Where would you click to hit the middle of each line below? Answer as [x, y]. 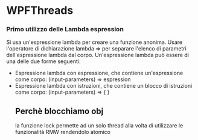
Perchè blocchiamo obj [59, 111]
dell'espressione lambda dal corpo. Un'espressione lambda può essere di [97, 55]
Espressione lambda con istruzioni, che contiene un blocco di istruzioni [104, 86]
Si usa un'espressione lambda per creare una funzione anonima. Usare [94, 42]
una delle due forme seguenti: [43, 61]
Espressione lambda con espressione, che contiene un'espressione [99, 73]
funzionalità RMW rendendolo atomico [62, 132]
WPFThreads [40, 11]
